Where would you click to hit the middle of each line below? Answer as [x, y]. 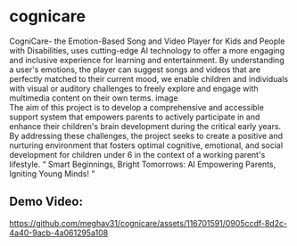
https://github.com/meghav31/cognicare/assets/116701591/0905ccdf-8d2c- [148, 223]
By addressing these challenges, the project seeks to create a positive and [146, 135]
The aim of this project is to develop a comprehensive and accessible [137, 107]
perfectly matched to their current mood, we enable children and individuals [148, 78]
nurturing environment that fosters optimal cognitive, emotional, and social [146, 145]
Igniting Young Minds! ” [52, 173]
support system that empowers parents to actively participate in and [135, 117]
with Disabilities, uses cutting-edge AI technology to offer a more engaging [147, 50]
